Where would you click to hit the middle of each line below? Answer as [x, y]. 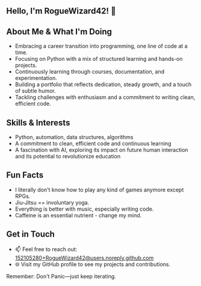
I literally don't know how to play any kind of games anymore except [99, 190]
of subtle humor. [35, 91]
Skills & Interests [38, 123]
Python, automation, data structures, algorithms [74, 137]
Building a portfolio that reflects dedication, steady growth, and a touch [103, 84]
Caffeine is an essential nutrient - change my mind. [78, 215]
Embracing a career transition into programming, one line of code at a [101, 46]
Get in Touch [31, 235]
